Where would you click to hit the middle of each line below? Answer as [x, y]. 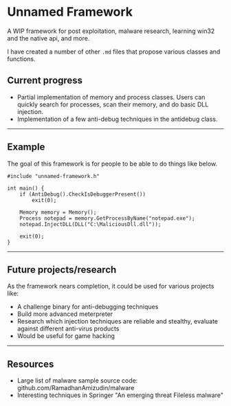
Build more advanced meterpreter [65, 314]
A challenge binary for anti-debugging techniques [88, 307]
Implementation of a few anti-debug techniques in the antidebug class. [117, 119]
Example [26, 147]
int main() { [26, 188]
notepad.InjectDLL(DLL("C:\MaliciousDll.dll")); [90, 224]
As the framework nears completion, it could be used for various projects [111, 286]
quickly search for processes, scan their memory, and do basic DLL [113, 104]
